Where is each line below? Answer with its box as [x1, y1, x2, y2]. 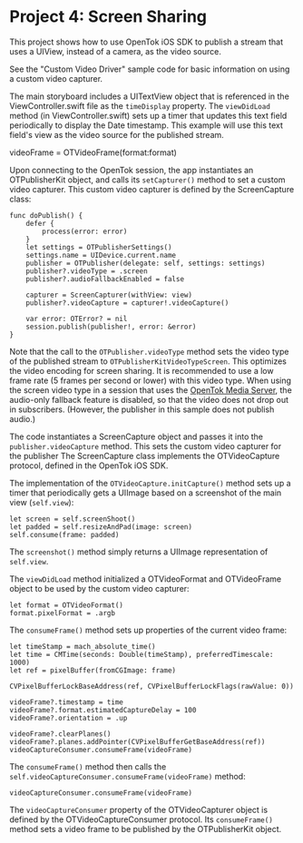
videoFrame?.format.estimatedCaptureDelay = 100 [9, 705, 197, 714]
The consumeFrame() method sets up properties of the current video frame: [9, 624, 288, 635]
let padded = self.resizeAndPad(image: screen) [9, 522, 193, 532]
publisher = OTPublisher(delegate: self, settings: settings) [25, 259, 266, 268]
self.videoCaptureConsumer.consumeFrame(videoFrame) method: [9, 770, 247, 781]
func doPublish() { [9, 211, 83, 220]
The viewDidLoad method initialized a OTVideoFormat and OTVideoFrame [9, 573, 282, 584]
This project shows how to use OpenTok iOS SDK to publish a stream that [9, 36, 284, 47]
